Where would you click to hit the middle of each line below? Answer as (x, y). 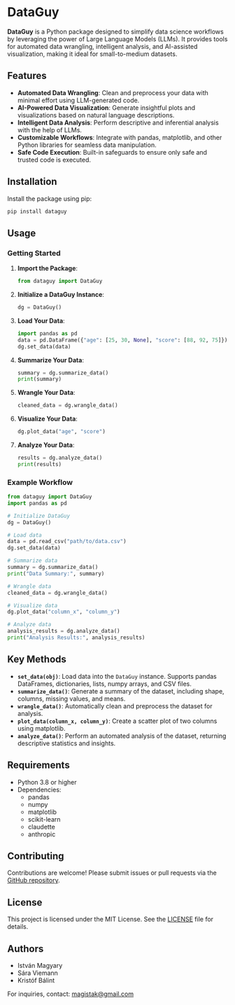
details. (18, 927)
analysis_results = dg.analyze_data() (64, 631)
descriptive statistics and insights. (66, 743)
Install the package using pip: (50, 198)
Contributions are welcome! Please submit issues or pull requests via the (112, 873)
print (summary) (40, 379)
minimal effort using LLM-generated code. (78, 100)
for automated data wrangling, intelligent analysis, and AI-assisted (102, 46)
